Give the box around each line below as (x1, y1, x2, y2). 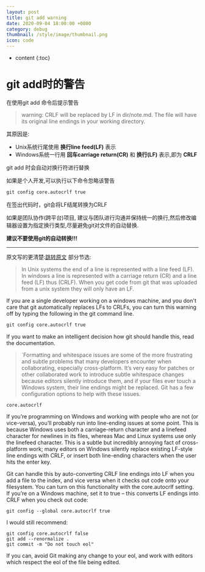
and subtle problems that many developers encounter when (21, 357, 172, 365)
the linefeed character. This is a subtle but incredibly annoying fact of (6, 439, 181, 446)
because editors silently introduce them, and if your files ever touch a (21, 377, 196, 384)
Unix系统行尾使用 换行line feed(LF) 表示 (15, 143, 117, 150)
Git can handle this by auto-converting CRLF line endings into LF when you (6, 470, 195, 477)
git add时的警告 (6, 78, 85, 92)
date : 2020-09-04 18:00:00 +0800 (6, 20, 92, 26)
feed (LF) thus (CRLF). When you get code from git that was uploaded (21, 278, 197, 286)
